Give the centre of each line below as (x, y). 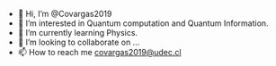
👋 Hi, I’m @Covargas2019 (65, 14)
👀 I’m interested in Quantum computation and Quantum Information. (143, 23)
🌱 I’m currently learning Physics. (77, 33)
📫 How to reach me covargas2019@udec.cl (99, 52)
